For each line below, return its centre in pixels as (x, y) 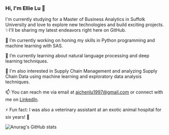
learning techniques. (27, 61)
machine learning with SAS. (34, 46)
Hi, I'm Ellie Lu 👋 (25, 8)
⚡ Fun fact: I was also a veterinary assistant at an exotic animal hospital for (83, 110)
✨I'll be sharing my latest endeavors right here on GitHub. (66, 30)
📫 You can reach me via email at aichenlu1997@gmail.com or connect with (84, 92)
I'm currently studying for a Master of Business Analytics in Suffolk (75, 19)
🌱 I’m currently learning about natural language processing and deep (77, 56)
